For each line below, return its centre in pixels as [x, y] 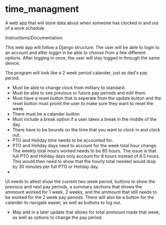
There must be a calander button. [46, 114]
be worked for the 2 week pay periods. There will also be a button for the [80, 197]
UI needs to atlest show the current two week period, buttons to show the [80, 181]
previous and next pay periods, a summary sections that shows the [74, 186]
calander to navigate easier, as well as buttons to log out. [63, 202]
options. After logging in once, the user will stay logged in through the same [83, 57]
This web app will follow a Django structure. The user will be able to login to [82, 47]
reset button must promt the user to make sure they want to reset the [83, 103]
